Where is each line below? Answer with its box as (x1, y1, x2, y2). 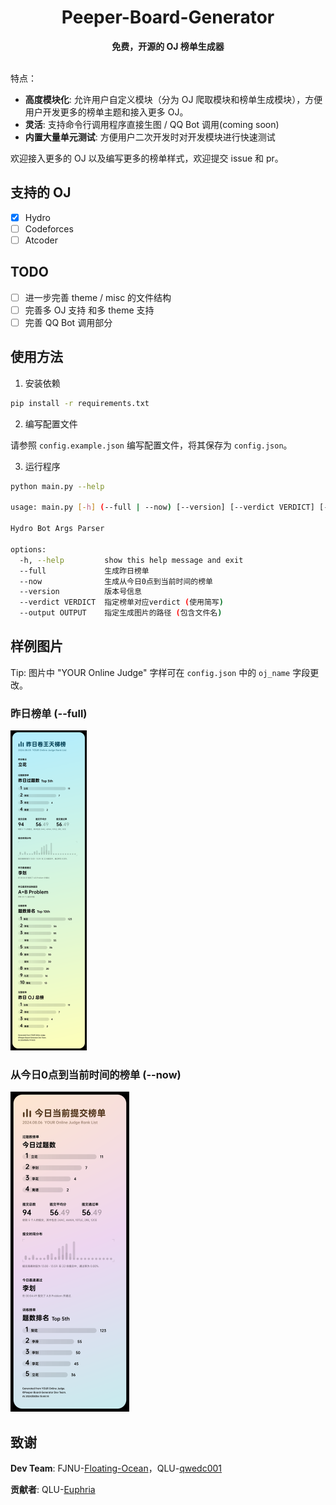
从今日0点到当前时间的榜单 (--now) (10, 1068, 182, 1082)
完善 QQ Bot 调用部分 (24, 316, 113, 328)
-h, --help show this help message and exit (19, 555, 244, 565)
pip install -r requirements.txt (10, 398, 150, 408)
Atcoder (24, 234, 59, 246)
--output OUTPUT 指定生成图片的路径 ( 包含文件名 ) (19, 608, 223, 618)
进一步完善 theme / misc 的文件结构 (24, 291, 172, 303)
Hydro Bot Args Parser (10, 524, 105, 534)
